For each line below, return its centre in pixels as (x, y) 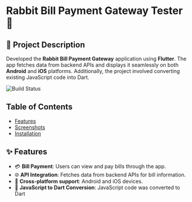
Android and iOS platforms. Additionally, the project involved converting (93, 71)
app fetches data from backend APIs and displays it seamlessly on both (92, 65)
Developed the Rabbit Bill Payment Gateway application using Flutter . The (96, 59)
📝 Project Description (46, 45)
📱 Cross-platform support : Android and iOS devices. (79, 181)
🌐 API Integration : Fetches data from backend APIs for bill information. (100, 175)
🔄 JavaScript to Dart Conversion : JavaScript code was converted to (97, 187)
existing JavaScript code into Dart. (48, 77)
